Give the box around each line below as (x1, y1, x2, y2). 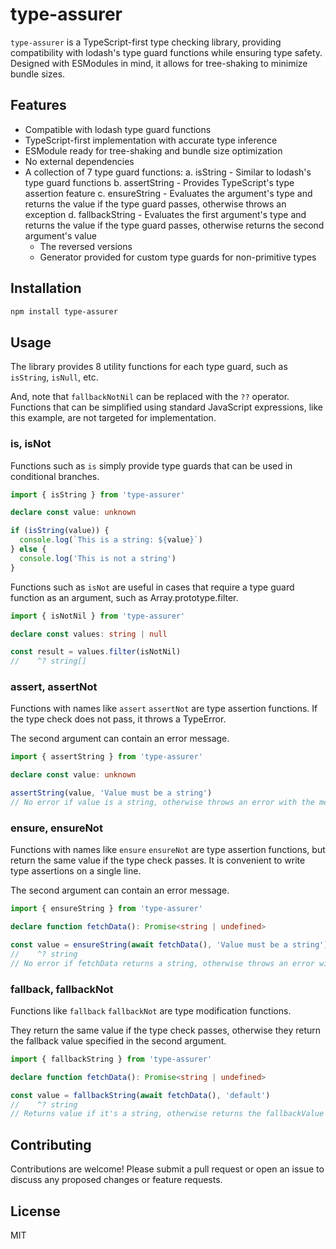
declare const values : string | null (10, 629, 168, 639)
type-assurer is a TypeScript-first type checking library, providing (10, 36, 282, 48)
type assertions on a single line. (10, 865, 142, 877)
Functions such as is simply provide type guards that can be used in (10, 459, 293, 472)
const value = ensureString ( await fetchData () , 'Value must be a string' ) (10, 940, 329, 950)
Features (10, 97, 67, 114)
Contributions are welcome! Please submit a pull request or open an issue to (10, 1163, 325, 1175)
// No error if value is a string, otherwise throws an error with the (10, 798, 315, 808)
